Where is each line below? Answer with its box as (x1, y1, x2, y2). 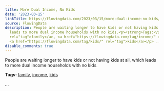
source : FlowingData (5, 21, 47, 26)
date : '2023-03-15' (5, 12, 45, 17)
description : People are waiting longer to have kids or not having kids (5, 25, 159, 30)
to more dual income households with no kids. (5, 62, 98, 68)
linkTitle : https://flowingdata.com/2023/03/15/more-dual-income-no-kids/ (5, 16, 161, 21)
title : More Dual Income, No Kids (5, 7, 76, 12)
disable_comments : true (5, 44, 54, 48)
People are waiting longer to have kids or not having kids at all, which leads (5, 57, 156, 63)
